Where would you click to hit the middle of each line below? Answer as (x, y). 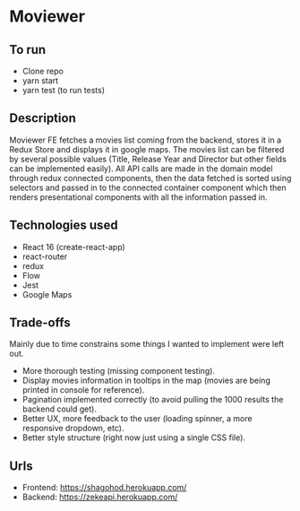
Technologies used (64, 225)
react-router (45, 256)
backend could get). (59, 409)
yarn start (40, 81)
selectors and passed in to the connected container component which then (148, 187)
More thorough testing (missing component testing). (119, 371)
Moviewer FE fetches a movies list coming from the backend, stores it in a (146, 140)
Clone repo (43, 71)
